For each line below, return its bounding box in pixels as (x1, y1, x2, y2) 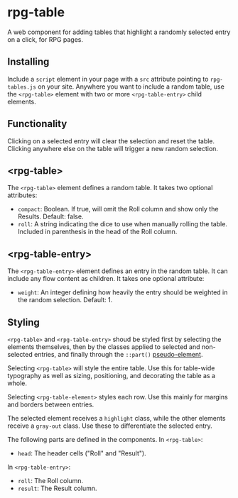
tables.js (7, 83, 37, 91)
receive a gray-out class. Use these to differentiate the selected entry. (7, 421, 213, 430)
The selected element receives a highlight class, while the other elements (7, 414, 226, 422)
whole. (7, 379, 27, 387)
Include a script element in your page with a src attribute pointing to (7, 74, 209, 83)
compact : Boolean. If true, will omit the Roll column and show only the (17, 205, 219, 214)
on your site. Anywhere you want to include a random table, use (38, 82, 225, 91)
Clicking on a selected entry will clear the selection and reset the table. (7, 136, 215, 145)
